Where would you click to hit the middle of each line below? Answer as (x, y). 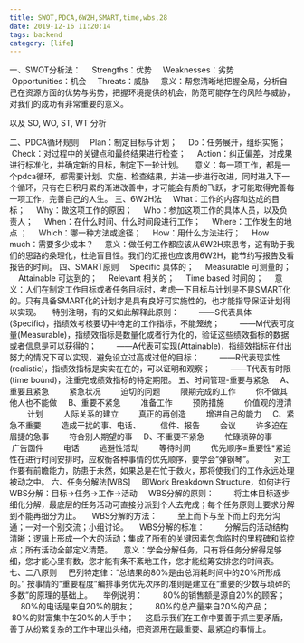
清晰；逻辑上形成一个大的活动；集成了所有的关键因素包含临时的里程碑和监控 (152, 539)
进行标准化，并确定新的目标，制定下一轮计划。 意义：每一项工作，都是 (146, 165)
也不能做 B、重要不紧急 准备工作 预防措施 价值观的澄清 (158, 403)
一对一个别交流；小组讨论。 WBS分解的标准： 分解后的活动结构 (157, 527)
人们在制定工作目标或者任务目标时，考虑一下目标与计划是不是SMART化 (158, 290)
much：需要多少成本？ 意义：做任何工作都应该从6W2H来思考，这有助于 (148, 245)
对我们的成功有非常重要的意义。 (69, 104)
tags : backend (36, 34)
